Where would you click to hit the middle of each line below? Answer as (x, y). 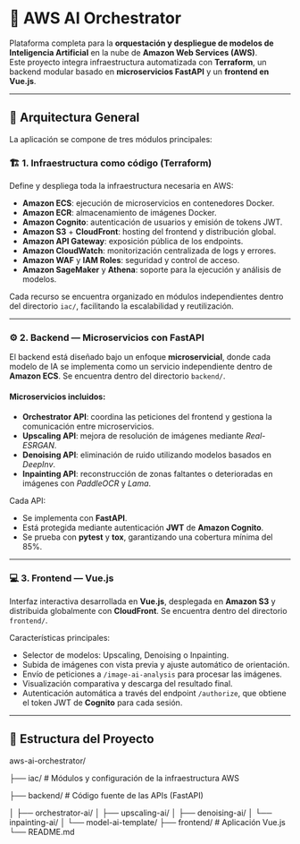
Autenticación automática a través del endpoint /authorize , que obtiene (154, 693)
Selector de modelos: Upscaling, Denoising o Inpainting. (125, 655)
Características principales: (59, 637)
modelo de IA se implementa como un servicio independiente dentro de (141, 367)
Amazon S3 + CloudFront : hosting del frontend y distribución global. (149, 232)
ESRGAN (38, 445)
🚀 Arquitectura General (75, 118)
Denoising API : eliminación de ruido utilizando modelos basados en (147, 455)
